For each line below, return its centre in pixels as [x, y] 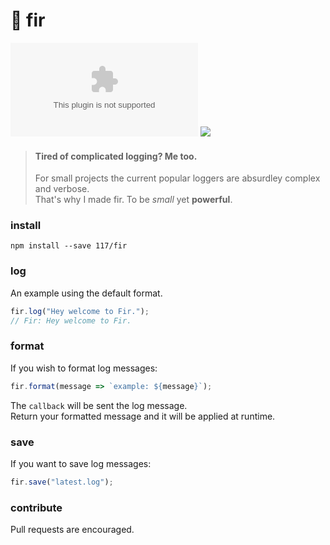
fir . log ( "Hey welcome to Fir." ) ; [80, 311]
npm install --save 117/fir [69, 246]
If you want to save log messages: [81, 463]
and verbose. [62, 189]
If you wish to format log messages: [84, 368]
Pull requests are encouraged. [72, 530]
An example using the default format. [86, 293]
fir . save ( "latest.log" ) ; [62, 482]
